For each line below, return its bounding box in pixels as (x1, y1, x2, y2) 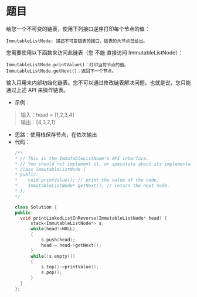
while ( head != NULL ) (30, 226, 76, 232)
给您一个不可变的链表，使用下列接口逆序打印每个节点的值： (6, 25, 150, 32)
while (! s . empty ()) (30, 253, 76, 259)
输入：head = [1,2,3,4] (20, 111, 74, 118)
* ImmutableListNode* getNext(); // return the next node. (14, 183, 170, 189)
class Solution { (14, 204, 57, 210)
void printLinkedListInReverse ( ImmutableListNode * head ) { (20, 215, 168, 221)
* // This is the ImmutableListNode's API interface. (14, 155, 149, 161)
